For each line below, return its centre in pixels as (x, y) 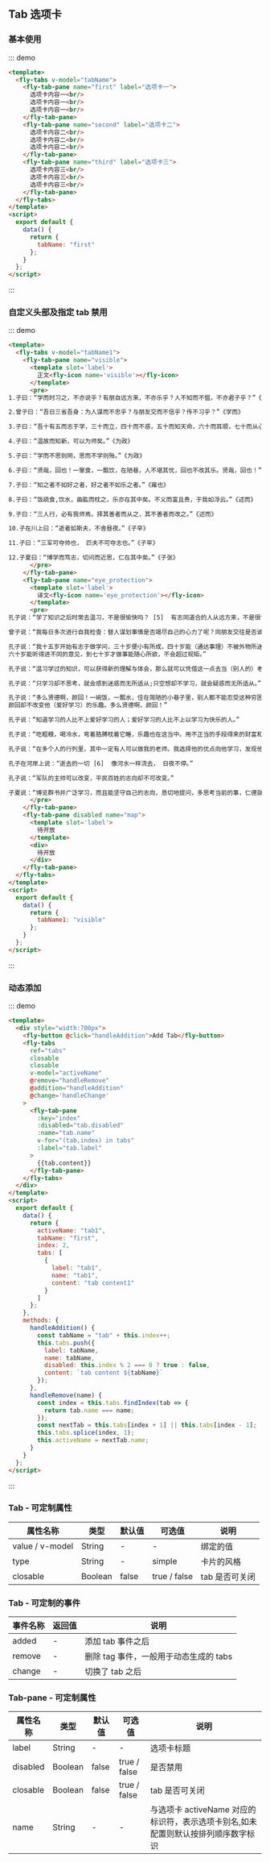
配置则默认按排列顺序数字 (198, 1834)
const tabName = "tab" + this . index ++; (104, 1335)
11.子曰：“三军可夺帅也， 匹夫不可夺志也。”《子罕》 (84, 543)
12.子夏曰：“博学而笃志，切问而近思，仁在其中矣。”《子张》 (94, 558)
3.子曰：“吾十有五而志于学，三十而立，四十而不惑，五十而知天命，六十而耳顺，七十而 (131, 427)
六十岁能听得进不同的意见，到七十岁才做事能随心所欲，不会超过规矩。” (107, 654)
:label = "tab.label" (70, 1148)
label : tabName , (71, 1350)
